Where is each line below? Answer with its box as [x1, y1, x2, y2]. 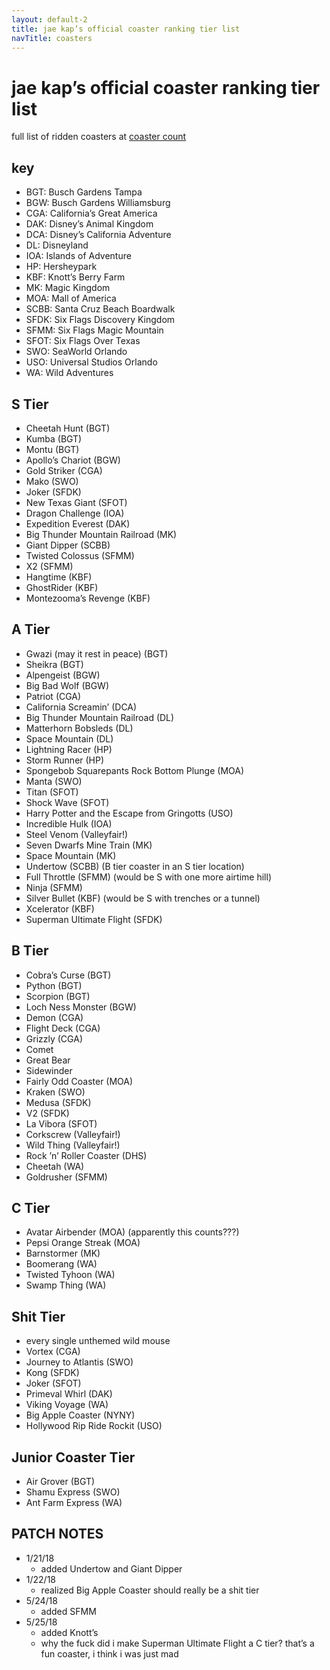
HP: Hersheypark [25, 261, 98, 273]
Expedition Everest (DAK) [25, 517, 131, 530]
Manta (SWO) [25, 775, 83, 787]
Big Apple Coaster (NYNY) [25, 1409, 136, 1421]
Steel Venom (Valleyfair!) [25, 828, 129, 840]
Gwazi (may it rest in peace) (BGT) [25, 647, 169, 660]
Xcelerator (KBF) [25, 902, 95, 915]
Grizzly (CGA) [25, 1032, 83, 1045]
